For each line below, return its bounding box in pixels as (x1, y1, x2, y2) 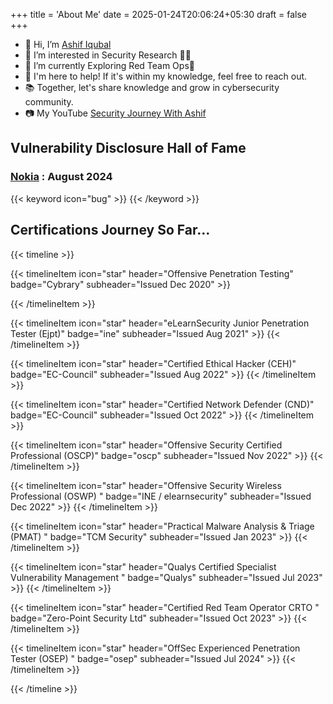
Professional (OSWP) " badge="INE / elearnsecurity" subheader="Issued (10, 490, 312, 502)
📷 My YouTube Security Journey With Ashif (24, 107, 207, 119)
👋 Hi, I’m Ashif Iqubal (24, 39, 112, 50)
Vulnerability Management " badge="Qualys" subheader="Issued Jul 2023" (10, 571, 323, 583)
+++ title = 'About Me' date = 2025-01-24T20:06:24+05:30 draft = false (10, 9, 307, 20)
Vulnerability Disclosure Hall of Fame (10, 140, 247, 157)
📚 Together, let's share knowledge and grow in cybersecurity (24, 82, 280, 93)
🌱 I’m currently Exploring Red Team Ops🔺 (24, 60, 195, 71)
